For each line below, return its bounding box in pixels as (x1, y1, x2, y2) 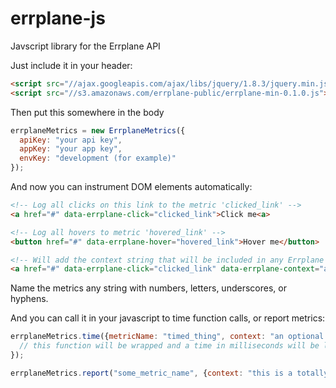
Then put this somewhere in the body (10, 106, 165, 118)
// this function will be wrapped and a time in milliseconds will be (19, 341, 320, 351)
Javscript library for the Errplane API (10, 40, 161, 52)
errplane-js (10, 7, 106, 30)
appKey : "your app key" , (19, 144, 123, 154)
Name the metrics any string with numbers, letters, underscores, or (10, 282, 287, 294)
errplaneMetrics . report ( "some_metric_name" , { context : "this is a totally (10, 368, 329, 378)
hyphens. (10, 293, 49, 305)
